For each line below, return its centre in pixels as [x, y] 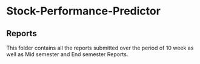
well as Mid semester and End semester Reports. [67, 54]
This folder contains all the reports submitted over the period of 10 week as [100, 48]
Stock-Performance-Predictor [83, 11]
